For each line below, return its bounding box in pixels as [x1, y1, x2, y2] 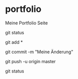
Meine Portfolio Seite [5, 20, 48, 26]
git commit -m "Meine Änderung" [5, 49, 74, 55]
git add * [5, 39, 23, 45]
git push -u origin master [5, 58, 56, 64]
